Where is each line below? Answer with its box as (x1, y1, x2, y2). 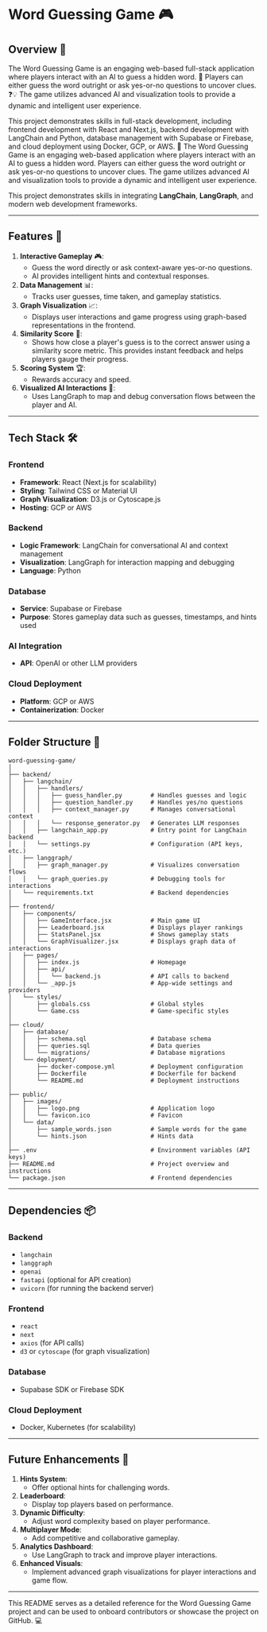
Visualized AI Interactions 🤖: (19, 382, 116, 393)
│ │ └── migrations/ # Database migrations (8, 1049, 226, 1056)
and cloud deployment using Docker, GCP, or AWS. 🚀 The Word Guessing (8, 141, 249, 151)
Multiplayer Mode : (19, 1525, 82, 1534)
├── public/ (8, 1090, 48, 1099)
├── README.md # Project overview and (8, 1160, 229, 1168)
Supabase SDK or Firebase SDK (19, 1384, 125, 1394)
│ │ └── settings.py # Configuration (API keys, (8, 839, 244, 848)
